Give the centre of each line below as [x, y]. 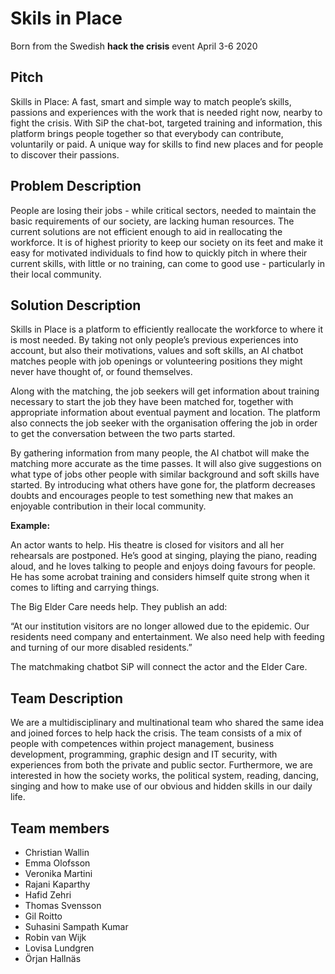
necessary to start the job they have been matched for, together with [152, 402]
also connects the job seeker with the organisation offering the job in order [164, 423]
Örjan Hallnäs [53, 958]
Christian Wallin [57, 852]
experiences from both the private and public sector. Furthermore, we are [161, 765]
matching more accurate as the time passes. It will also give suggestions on [166, 464]
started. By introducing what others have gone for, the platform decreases [163, 485]
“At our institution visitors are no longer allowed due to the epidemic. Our [160, 626]
